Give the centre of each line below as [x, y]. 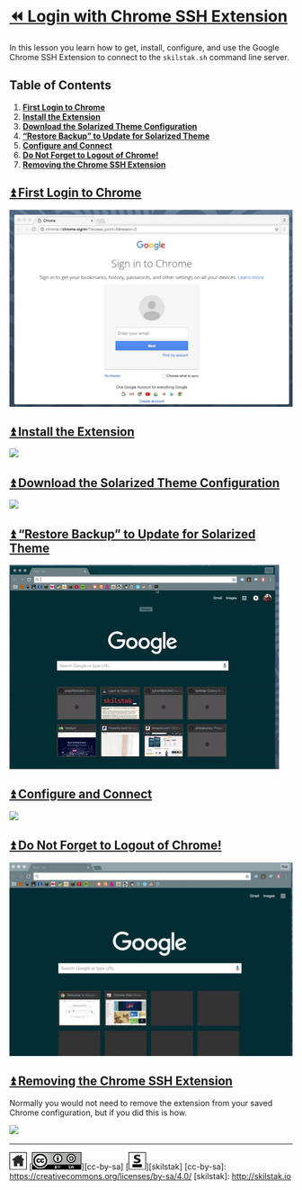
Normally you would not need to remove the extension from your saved [141, 1103]
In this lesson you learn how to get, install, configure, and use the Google [145, 47]
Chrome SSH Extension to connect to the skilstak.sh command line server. [149, 57]
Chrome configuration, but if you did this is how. [98, 1113]
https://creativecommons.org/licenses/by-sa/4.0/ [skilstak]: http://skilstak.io [151, 1176]
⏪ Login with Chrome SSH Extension [148, 17]
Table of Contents [61, 86]
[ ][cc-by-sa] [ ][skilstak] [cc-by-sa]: [127, 1167]
